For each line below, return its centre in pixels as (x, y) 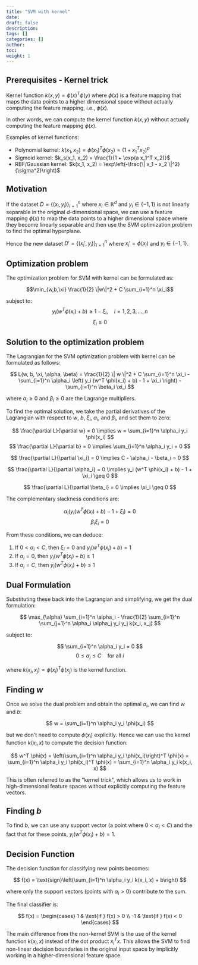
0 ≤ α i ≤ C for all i (100, 656)
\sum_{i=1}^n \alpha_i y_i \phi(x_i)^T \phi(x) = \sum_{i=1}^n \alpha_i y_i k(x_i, (100, 762)
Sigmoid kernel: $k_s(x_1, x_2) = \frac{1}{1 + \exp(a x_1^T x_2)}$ (92, 158)
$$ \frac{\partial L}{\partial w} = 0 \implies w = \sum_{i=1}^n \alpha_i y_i (100, 430)
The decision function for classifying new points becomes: (78, 869)
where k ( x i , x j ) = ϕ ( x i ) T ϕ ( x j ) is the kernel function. (66, 670)
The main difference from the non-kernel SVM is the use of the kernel (92, 934)
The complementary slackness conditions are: (63, 499)
